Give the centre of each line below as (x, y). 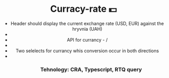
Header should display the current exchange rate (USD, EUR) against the (87, 23)
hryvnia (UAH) (87, 29)
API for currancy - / (87, 40)
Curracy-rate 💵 (83, 9)
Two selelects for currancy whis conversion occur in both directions (87, 51)
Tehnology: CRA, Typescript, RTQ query (91, 69)
